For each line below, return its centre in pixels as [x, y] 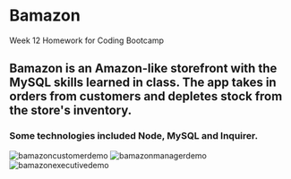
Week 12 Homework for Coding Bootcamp [86, 40]
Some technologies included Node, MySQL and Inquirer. [133, 136]
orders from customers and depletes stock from [146, 96]
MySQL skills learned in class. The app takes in [143, 83]
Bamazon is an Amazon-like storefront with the [143, 68]
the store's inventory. [71, 111]
